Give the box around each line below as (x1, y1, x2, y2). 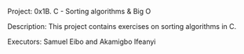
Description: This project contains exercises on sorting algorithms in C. (7, 22, 237, 31)
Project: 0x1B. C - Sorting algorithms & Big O (7, 7, 151, 16)
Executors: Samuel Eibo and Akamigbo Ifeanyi (7, 37, 156, 46)
